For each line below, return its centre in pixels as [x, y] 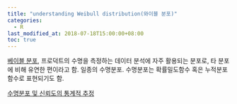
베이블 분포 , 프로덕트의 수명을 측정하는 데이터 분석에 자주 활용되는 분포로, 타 [112, 61]
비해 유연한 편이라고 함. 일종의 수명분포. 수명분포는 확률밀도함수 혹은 [109, 70]
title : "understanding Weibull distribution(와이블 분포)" [93, 14]
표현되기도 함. [45, 79]
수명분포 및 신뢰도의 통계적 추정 [51, 93]
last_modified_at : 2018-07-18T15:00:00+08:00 [75, 33]
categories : [25, 20]
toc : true [22, 40]
